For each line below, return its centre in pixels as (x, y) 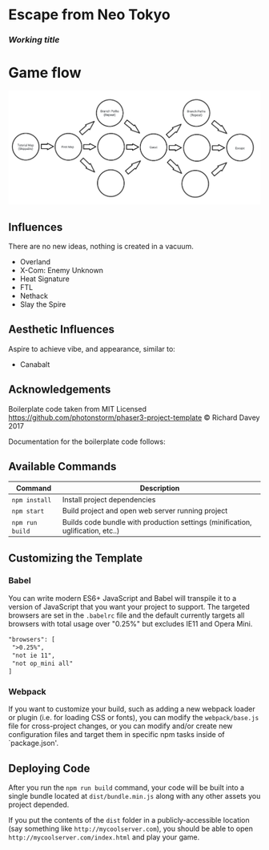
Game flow (45, 73)
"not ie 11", (34, 655)
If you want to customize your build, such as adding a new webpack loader (132, 709)
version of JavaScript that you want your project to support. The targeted (129, 606)
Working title (34, 40)
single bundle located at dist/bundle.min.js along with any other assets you (134, 796)
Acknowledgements (60, 390)
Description (160, 488)
